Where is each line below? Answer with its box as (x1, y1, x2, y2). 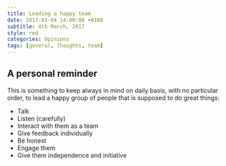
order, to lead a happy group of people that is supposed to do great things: (7, 93, 220, 102)
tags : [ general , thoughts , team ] (7, 42, 104, 49)
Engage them (17, 143, 55, 152)
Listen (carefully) (17, 114, 66, 122)
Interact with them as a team (17, 122, 99, 130)
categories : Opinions (7, 36, 70, 43)
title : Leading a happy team (7, 10, 91, 17)
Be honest (17, 136, 47, 145)
